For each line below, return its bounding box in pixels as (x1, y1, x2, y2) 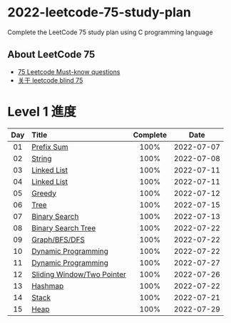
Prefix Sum (31, 142, 69, 152)
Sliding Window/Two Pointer (31, 269, 127, 279)
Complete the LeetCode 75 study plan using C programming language (7, 28, 213, 36)
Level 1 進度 (7, 103, 76, 120)
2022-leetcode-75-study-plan (7, 4, 191, 21)
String (31, 153, 52, 163)
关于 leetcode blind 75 (17, 76, 83, 84)
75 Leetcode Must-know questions (17, 67, 120, 76)
